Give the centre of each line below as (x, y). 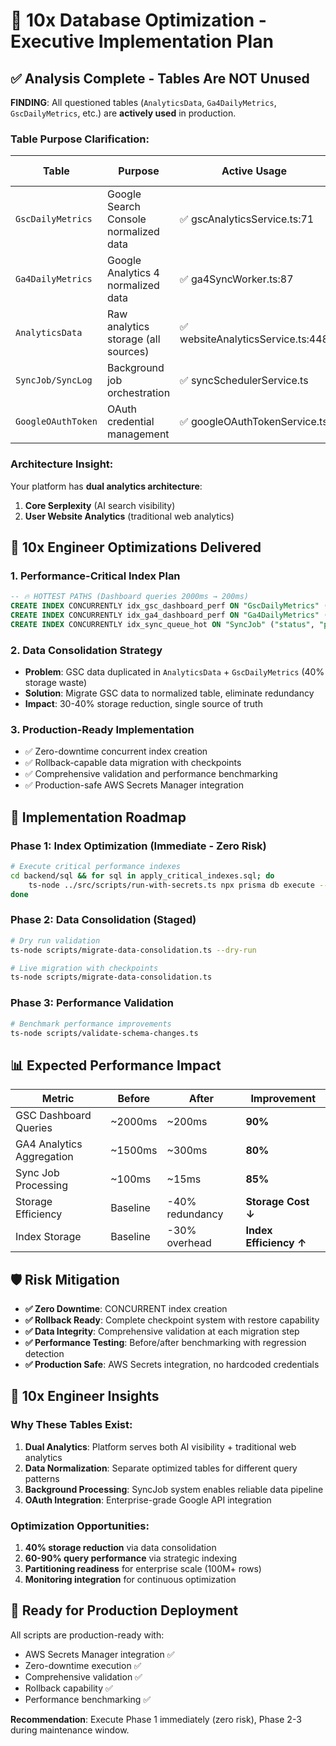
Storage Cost (277, 1202)
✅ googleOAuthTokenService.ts (253, 422)
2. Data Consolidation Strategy (86, 650)
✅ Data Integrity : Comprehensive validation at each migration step (162, 1331)
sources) (128, 352)
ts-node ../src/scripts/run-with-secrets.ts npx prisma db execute (171, 885)
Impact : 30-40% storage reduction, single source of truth (143, 704)
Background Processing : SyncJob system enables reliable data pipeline (174, 1489)
